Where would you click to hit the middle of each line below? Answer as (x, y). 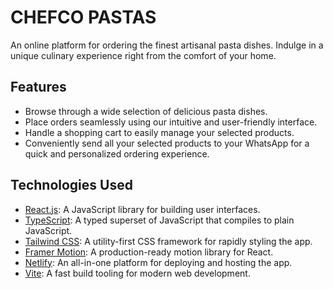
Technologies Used (71, 185)
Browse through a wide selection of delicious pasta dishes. (146, 111)
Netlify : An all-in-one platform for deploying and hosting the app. (158, 262)
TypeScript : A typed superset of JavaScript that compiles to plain (159, 220)
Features (38, 87)
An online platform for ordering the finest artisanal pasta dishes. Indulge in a (167, 45)
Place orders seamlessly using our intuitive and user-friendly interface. (171, 122)
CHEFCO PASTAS (83, 17)
